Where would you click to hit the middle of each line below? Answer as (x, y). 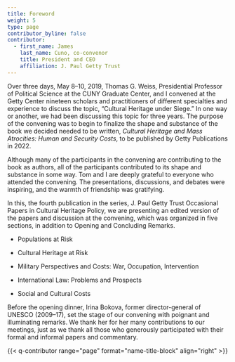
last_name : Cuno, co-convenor (64, 53)
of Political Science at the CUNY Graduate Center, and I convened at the (112, 93)
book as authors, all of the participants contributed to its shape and (105, 167)
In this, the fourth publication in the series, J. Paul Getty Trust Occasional (113, 203)
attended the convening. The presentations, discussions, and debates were (116, 182)
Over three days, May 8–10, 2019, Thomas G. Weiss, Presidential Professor (115, 86)
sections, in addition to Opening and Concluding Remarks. (91, 225)
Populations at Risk (45, 239)
